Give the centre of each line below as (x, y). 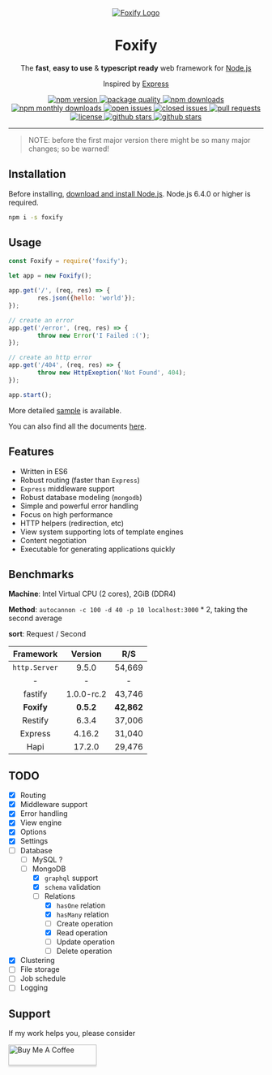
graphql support (71, 878)
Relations (59, 896)
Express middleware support (67, 488)
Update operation (86, 942)
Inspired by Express (136, 84)
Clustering (37, 961)
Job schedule (43, 978)
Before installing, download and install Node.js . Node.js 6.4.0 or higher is (130, 193)
